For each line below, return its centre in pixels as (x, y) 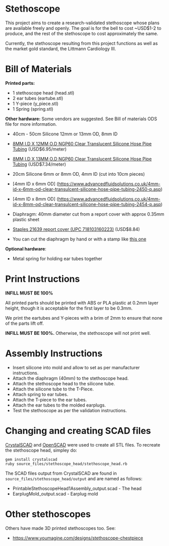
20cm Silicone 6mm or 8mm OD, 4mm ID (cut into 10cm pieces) (79, 174)
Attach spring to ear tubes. (40, 394)
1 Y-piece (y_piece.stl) (35, 104)
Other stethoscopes (48, 514)
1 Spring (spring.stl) (33, 109)
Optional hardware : (26, 249)
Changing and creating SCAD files (78, 431)
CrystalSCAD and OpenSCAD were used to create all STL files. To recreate (83, 444)
